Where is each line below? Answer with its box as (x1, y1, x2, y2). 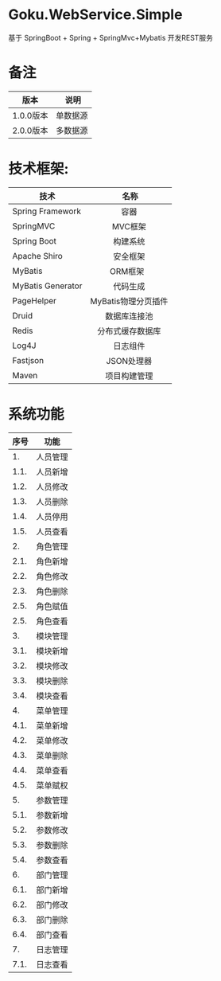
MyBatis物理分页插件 (90, 295, 169, 307)
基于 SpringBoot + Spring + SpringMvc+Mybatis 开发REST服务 (8, 33, 213, 42)
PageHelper (12, 295, 57, 306)
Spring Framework (12, 205, 82, 217)
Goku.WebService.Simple (8, 6, 183, 24)
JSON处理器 (106, 355, 153, 366)
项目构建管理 (104, 370, 153, 381)
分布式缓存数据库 (96, 325, 161, 336)
